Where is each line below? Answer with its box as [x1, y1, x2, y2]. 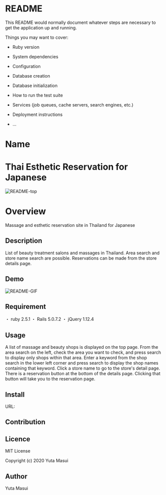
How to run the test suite [12, 92, 63, 98]
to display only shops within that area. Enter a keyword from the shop [5, 355, 147, 361]
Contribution [5, 418, 46, 426]
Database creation [12, 73, 51, 79]
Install [5, 390, 25, 398]
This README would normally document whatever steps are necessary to [5, 19, 156, 25]
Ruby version [12, 44, 40, 50]
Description [5, 237, 42, 245]
